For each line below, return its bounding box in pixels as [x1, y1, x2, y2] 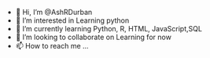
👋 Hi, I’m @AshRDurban [15, 8, 93, 16]
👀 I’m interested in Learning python [15, 16, 130, 25]
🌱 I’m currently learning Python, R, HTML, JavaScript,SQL [15, 24, 203, 33]
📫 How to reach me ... [15, 42, 89, 50]
